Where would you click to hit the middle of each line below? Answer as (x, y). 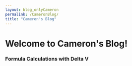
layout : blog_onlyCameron (32, 10)
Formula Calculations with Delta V (47, 59)
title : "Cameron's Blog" (31, 19)
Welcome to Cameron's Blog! (66, 43)
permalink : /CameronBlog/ (32, 14)
